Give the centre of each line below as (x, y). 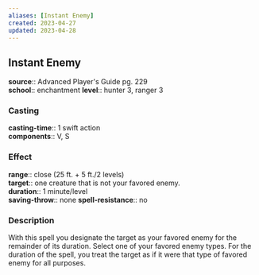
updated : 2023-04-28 (43, 30)
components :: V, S (39, 137)
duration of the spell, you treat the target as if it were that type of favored (128, 254)
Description (31, 220)
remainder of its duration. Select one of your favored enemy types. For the (130, 246)
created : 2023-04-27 (43, 23)
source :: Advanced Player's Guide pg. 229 (78, 82)
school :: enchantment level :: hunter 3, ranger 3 (86, 90)
